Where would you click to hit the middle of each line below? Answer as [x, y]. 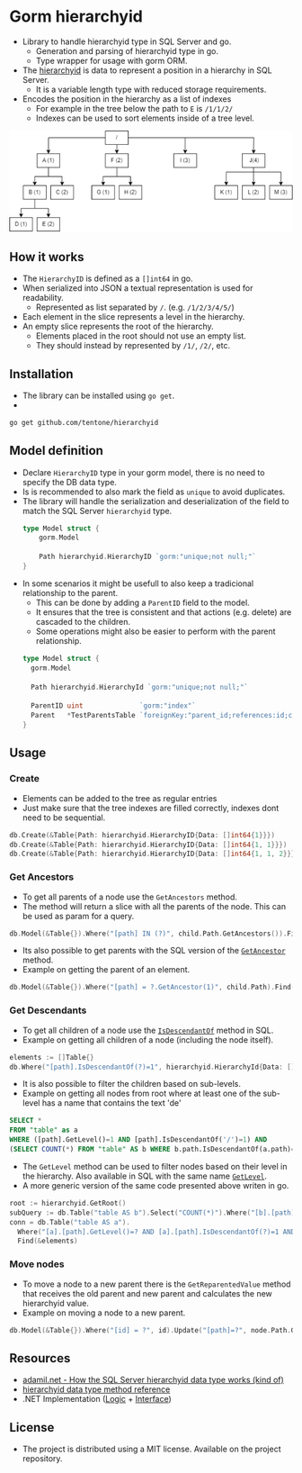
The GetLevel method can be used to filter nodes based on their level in [155, 1166]
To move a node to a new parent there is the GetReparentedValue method [156, 1284]
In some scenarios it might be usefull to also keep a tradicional [138, 583]
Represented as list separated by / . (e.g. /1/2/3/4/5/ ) [135, 307]
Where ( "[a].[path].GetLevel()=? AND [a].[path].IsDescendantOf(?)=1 [148, 1232]
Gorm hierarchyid [76, 17]
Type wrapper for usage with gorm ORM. [111, 60]
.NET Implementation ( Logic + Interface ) [97, 1399]
